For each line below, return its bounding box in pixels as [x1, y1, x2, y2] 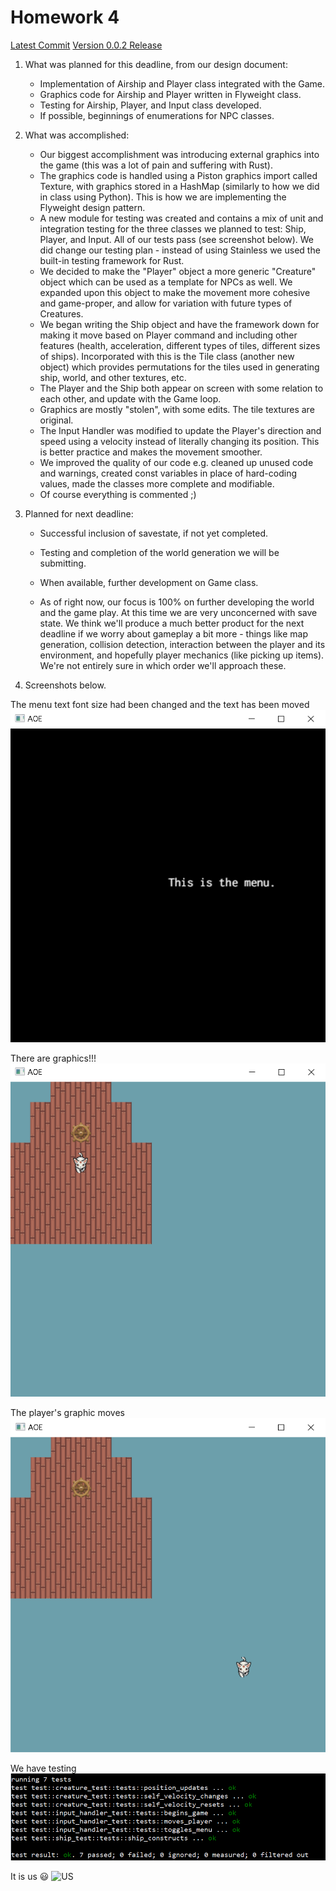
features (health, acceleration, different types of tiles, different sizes [39, 339, 321, 351]
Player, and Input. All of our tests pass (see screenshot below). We [39, 233, 315, 245]
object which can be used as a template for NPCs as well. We [39, 276, 293, 288]
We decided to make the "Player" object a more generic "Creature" [39, 265, 317, 277]
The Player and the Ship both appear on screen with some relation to [39, 382, 324, 394]
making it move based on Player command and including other [39, 329, 298, 341]
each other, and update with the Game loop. [39, 392, 222, 405]
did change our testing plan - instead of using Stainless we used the [39, 244, 321, 256]
